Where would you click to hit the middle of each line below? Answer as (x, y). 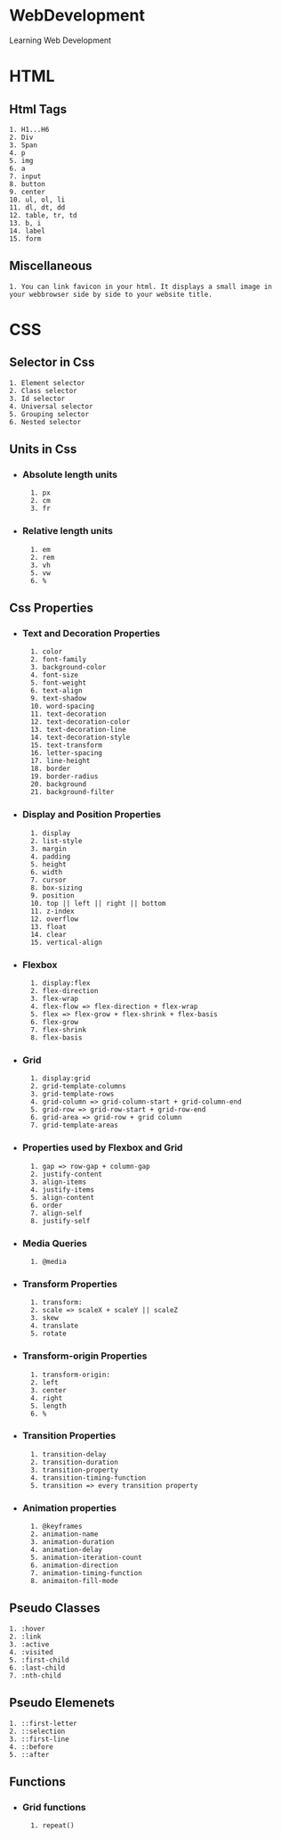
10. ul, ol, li (37, 200)
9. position (52, 895)
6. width (47, 872)
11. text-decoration (68, 714)
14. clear (48, 934)
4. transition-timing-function (88, 1478)
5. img (21, 160)
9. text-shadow (59, 699)
